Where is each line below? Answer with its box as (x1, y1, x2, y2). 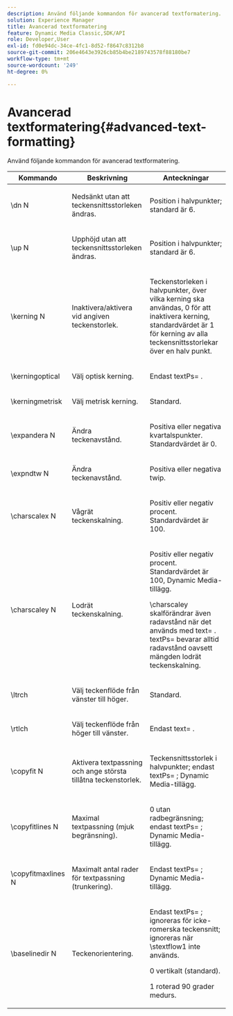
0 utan (149, 805, 171, 815)
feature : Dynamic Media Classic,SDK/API (7, 29, 126, 37)
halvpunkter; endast (149, 762, 215, 772)
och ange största (71, 767, 127, 776)
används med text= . (149, 626, 216, 635)
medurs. (149, 990, 177, 1000)
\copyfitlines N (10, 822, 59, 832)
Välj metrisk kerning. (71, 397, 139, 406)
